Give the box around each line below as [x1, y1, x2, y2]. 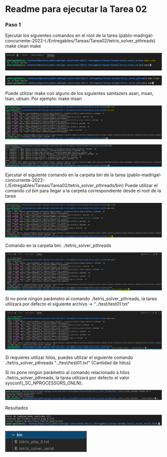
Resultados [5, 405, 28, 411]
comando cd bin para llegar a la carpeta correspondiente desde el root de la [5, 188, 162, 194]
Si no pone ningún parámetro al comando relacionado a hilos [5, 369, 130, 375]
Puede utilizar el [125, 182, 158, 188]
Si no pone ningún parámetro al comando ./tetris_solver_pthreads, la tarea [5, 296, 157, 302]
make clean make [5, 43, 41, 49]
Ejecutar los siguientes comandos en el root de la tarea [5, 32, 118, 38]
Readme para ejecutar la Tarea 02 [5, 3, 147, 15]
